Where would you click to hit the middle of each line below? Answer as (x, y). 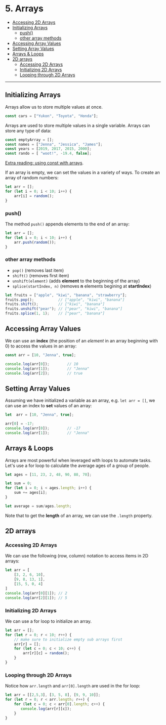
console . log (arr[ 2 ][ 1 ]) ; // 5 (36, 598)
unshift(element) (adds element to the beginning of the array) (76, 281)
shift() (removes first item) (41, 275)
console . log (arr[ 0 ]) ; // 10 (42, 364)
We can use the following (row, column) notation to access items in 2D (77, 556)
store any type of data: (28, 130)
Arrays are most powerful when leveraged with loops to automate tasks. (78, 460)
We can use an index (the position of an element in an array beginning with (82, 341)
